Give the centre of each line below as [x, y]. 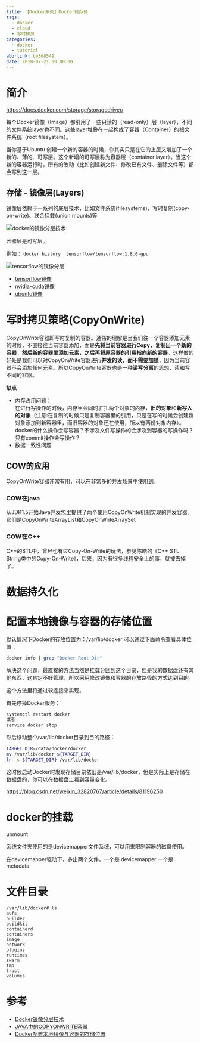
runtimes [17, 955]
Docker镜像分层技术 [39, 1019]
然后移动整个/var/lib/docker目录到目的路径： [61, 738]
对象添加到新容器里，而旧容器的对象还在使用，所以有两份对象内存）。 [99, 423]
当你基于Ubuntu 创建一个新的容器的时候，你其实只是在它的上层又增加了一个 [99, 150]
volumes [16, 976]
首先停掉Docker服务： [33, 703]
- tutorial [25, 51]
